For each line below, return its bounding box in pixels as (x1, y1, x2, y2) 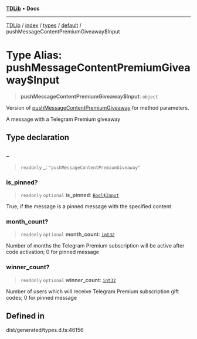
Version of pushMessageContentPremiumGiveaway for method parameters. (6, 104, 189, 111)
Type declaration (6, 133, 69, 143)
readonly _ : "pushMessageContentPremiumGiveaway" (20, 164, 141, 171)
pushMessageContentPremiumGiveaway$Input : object (20, 93, 158, 100)
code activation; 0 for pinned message (6, 249, 100, 256)
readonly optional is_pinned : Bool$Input (20, 191, 119, 198)
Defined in (6, 311, 45, 321)
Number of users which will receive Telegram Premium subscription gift (6, 287, 179, 295)
